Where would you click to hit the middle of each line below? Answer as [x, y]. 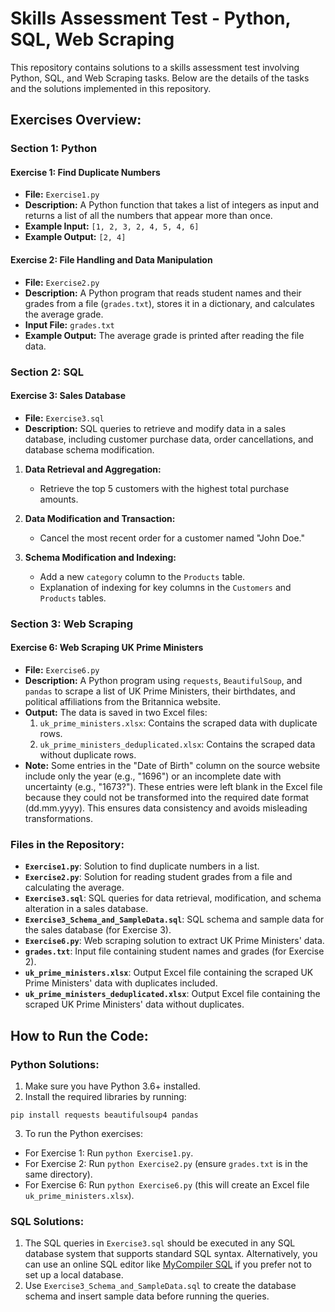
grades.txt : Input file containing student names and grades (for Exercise [174, 951]
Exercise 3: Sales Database [68, 396]
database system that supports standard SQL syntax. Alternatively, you [171, 1254]
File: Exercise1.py [62, 194]
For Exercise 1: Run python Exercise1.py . [109, 1153]
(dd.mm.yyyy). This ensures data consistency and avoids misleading [166, 808]
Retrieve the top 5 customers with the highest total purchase [164, 488]
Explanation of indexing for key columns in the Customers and [165, 587]
